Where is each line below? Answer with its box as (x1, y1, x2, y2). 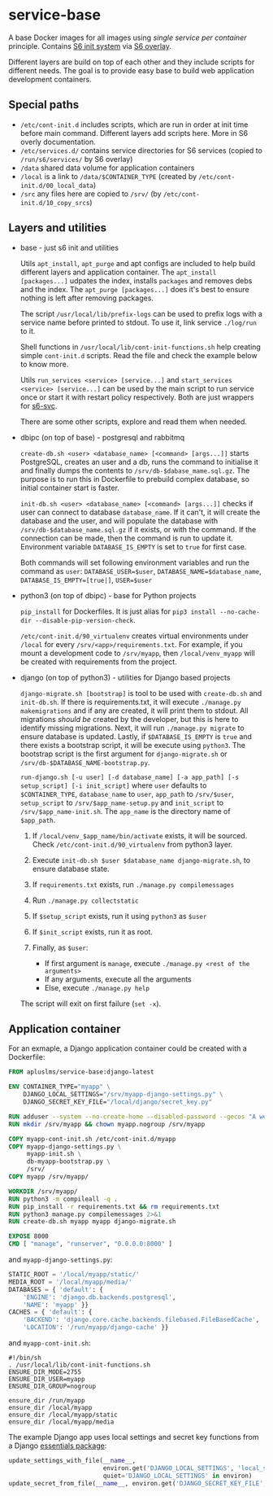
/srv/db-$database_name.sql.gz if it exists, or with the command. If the (19, 524, 257, 534)
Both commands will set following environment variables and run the (19, 558, 250, 567)
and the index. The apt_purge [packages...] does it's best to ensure (19, 284, 249, 294)
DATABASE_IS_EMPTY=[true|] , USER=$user (19, 575, 153, 584)
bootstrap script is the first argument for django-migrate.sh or (19, 749, 227, 759)
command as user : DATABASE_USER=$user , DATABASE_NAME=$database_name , (19, 566, 262, 575)
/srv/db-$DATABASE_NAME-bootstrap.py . (19, 757, 150, 767)
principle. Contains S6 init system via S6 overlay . (8, 41, 172, 50)
